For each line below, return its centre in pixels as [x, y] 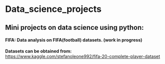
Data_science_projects [53, 9]
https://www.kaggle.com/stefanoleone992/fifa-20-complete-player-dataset [83, 56]
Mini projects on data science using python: [75, 28]
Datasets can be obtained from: [39, 51]
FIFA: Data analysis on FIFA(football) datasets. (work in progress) [74, 40]
